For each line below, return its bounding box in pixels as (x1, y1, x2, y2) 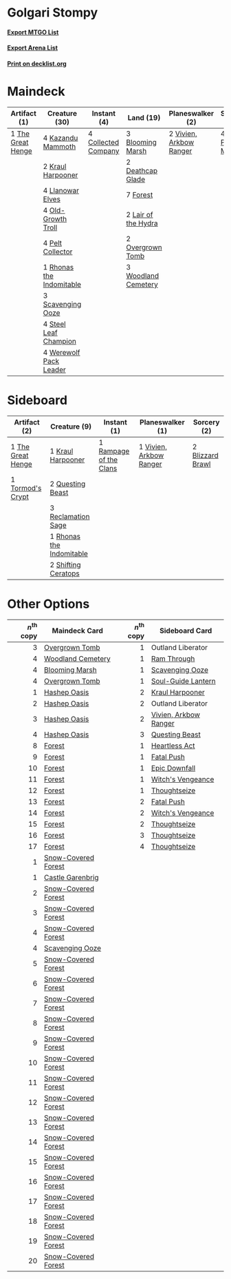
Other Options (7, 596, 90, 612)
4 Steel (43, 319, 67, 329)
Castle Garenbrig (43, 873, 99, 883)
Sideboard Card (159, 626, 212, 635)
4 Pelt (43, 238, 63, 247)
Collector (43, 247, 73, 256)
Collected (88, 137, 120, 147)
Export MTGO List (7, 28, 59, 36)
